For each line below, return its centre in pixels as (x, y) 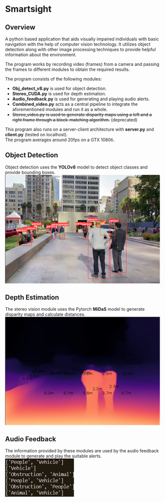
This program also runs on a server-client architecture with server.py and (80, 129)
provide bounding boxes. (30, 172)
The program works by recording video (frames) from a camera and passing (82, 64)
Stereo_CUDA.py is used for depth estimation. (59, 94)
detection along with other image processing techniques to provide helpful (81, 49)
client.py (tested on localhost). (36, 134)
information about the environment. (41, 55)
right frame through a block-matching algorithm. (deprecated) (75, 120)
